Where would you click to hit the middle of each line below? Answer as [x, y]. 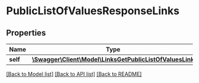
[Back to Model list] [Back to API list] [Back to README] [74, 74]
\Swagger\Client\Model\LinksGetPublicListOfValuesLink [113, 59]
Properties [26, 33]
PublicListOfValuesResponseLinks [93, 11]
